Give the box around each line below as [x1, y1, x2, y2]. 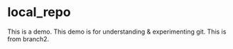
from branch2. [7, 34, 50, 43]
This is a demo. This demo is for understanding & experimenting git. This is [7, 27, 227, 36]
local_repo [7, 4, 71, 20]
